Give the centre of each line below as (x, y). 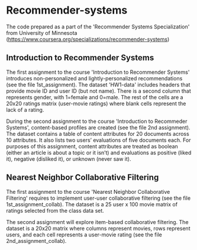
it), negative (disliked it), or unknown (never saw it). (69, 159)
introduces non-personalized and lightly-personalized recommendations (94, 78)
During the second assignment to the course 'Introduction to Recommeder (97, 121)
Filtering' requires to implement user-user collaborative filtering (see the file (98, 198)
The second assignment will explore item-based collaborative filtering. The (97, 222)
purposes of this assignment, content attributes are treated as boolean (92, 146)
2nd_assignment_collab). (36, 241)
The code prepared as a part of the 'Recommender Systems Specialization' (98, 27)
